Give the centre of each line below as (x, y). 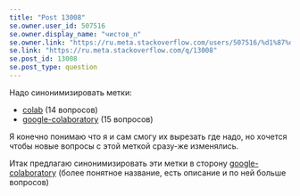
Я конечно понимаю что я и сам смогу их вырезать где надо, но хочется (148, 136)
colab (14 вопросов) (60, 110)
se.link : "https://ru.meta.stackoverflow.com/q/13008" (113, 51)
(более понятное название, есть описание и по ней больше (172, 172)
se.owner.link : (37, 42)
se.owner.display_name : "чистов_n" (75, 34)
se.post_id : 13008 (43, 59)
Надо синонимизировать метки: (71, 92)
